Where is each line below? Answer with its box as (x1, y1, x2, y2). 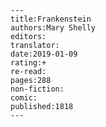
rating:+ (10, 58, 47, 68)
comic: (10, 93, 38, 103)
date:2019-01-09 (10, 49, 78, 59)
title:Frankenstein (10, 14, 92, 24)
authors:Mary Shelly (10, 23, 97, 33)
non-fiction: (10, 84, 65, 94)
